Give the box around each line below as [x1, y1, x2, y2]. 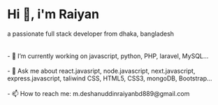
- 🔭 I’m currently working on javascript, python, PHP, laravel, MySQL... [7, 52, 209, 60]
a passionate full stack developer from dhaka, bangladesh [7, 29, 175, 38]
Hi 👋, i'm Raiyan [7, 6, 100, 22]
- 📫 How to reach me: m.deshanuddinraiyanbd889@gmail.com [7, 89, 190, 97]
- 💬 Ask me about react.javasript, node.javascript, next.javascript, [7, 66, 196, 75]
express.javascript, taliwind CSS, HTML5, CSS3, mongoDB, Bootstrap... [7, 73, 212, 83]
